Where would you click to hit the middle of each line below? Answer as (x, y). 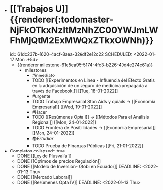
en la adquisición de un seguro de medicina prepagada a (90, 85)
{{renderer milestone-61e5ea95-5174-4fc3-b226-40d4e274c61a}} (85, 65)
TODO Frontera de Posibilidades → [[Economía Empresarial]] (94, 127)
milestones (36, 70)
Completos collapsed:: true (37, 151)
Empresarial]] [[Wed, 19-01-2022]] (67, 107)
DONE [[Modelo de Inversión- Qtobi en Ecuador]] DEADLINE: (79, 166)
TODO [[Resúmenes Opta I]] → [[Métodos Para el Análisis (90, 117)
